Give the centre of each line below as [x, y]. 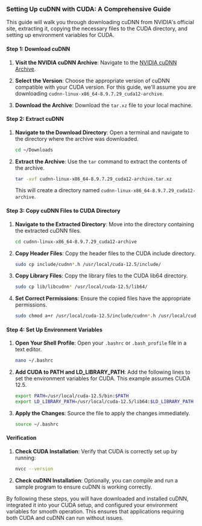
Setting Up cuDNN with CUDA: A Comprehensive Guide [89, 9]
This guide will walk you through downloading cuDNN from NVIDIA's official [100, 22]
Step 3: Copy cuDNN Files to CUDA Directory [63, 211]
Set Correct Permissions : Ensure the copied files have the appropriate [103, 299]
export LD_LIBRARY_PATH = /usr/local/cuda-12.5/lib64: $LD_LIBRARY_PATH [104, 402]
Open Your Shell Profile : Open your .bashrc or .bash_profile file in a [101, 343]
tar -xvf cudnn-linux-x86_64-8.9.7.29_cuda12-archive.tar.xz [93, 179]
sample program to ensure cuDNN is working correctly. [84, 487]
